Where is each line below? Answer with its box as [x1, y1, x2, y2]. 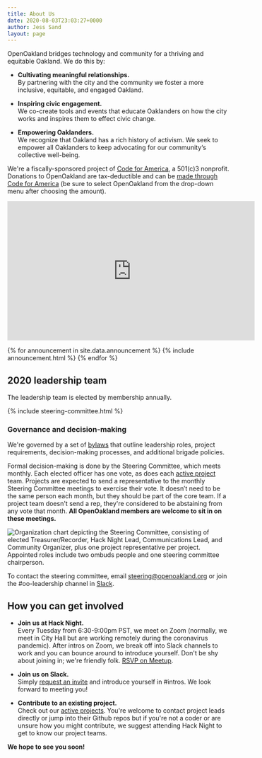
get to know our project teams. [17, 729, 107, 737]
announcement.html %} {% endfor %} [7, 354, 118, 362]
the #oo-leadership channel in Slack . [7, 580, 114, 588]
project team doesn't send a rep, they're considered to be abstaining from [7, 500, 222, 508]
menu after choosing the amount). [7, 187, 107, 195]
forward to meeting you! [17, 685, 88, 694]
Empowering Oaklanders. [17, 128, 94, 137]
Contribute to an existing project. [17, 699, 117, 708]
